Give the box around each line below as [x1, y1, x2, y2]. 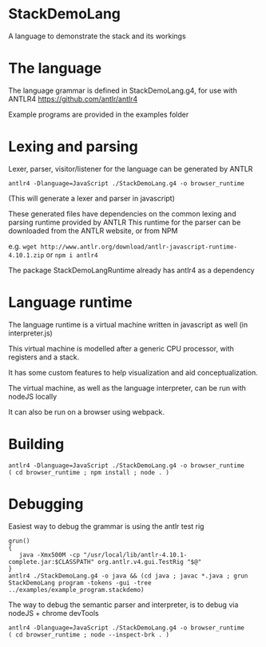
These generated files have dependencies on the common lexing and [8, 208, 236, 218]
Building [8, 435, 65, 453]
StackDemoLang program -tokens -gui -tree [8, 578, 152, 587]
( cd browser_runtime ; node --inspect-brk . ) [8, 630, 170, 639]
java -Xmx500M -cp [18, 550, 81, 559]
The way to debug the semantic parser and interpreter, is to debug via [8, 600, 239, 609]
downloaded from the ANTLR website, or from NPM [8, 225, 178, 236]
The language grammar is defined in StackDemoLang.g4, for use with [8, 85, 237, 95]
